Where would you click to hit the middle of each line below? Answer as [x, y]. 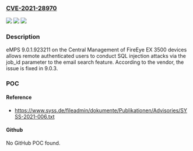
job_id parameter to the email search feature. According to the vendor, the [95, 62]
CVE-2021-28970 [31, 8]
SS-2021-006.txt [34, 116]
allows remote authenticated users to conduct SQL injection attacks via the [96, 56]
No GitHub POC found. [33, 143]
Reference [19, 97]
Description [23, 37]
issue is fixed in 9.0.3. [32, 68]
